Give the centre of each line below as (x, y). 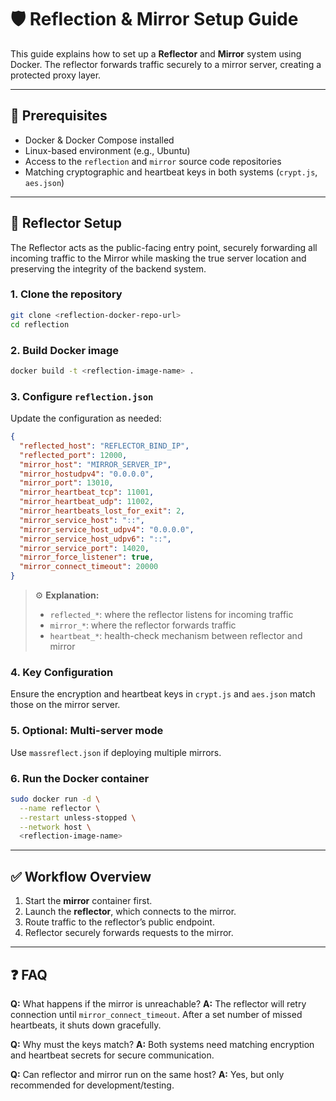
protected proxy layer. (56, 75)
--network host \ (55, 827)
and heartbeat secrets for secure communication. (112, 1055)
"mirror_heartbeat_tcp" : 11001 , (87, 492)
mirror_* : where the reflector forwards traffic (143, 625)
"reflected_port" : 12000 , (73, 455)
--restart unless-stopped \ (78, 817)
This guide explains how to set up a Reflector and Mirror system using (156, 53)
